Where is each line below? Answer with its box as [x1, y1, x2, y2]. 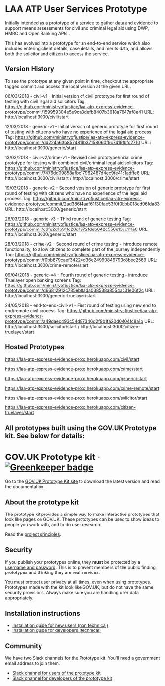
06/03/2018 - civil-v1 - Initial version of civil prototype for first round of [5, 93, 150, 99]
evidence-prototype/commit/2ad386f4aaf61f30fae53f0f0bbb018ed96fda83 [5, 201, 160, 207]
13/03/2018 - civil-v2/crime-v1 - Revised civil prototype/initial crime [5, 154, 143, 160]
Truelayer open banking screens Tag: [5, 277, 81, 283]
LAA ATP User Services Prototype [5, 3, 147, 15]
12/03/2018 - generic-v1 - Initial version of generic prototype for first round [5, 123, 158, 129]
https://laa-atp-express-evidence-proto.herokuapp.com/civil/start [5, 356, 140, 362]
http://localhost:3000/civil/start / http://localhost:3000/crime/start [5, 175, 140, 181]
